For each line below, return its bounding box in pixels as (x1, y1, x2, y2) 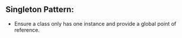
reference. (14, 26, 40, 33)
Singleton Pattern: (5, 5, 75, 15)
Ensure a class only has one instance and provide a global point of (14, 20, 177, 27)
